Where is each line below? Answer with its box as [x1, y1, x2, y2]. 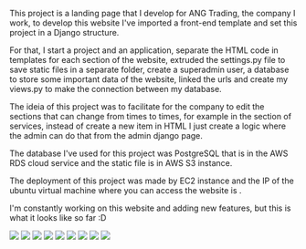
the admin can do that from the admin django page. [9, 130, 204, 140]
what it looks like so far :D [9, 213, 107, 223]
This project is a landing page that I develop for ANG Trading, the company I [9, 8, 296, 18]
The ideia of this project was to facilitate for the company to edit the [9, 101, 265, 112]
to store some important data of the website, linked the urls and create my [9, 74, 289, 85]
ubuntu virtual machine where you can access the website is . [9, 185, 242, 195]
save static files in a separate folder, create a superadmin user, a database [9, 64, 290, 75]
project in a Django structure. [9, 27, 120, 37]
